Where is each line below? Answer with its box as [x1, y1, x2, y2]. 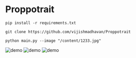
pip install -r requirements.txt [5, 20, 76, 25]
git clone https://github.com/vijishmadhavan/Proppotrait [5, 29, 131, 34]
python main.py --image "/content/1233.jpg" [5, 38, 101, 43]
